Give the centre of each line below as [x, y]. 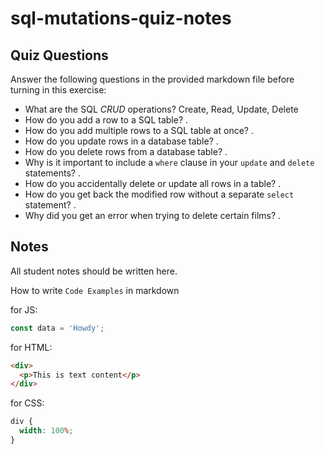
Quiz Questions [59, 55]
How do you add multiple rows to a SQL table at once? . [139, 130]
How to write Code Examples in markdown [95, 290]
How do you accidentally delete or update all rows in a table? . [153, 183]
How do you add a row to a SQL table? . [106, 120]
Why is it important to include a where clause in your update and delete [169, 162]
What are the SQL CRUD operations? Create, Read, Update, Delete [161, 109]
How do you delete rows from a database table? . [126, 151]
